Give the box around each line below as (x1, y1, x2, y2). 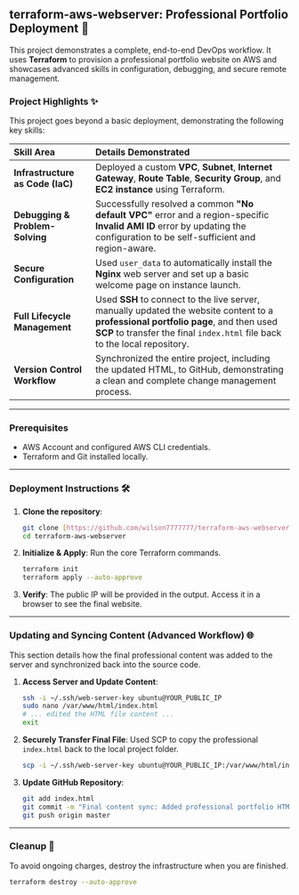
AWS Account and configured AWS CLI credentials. (21, 442, 211, 453)
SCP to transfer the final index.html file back (94, 327, 282, 339)
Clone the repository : (21, 506, 103, 517)
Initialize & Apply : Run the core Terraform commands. (21, 547, 222, 559)
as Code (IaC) (13, 178, 74, 190)
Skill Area (13, 146, 56, 158)
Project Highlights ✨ (9, 95, 99, 108)
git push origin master (21, 810, 111, 819)
